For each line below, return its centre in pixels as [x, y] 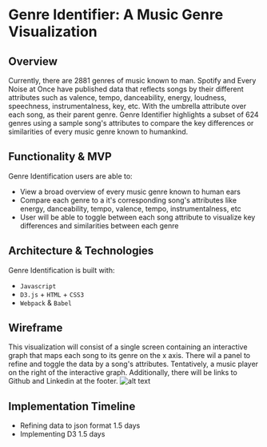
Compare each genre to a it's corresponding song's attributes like [128, 200]
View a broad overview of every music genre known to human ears [130, 191]
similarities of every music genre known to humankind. [98, 131]
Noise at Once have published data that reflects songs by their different [126, 89]
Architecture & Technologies [81, 251]
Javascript [38, 286]
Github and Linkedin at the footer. [63, 381]
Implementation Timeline [72, 406]
